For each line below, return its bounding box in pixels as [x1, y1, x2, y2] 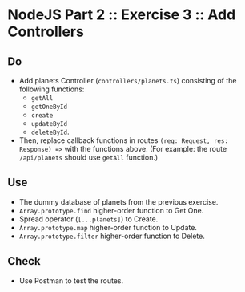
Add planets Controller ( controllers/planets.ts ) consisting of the [18, 76, 237, 85]
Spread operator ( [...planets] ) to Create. [18, 214, 159, 224]
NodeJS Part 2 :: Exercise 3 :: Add [7, 6, 236, 24]
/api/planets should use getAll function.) [18, 152, 159, 162]
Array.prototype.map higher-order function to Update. [18, 222, 198, 232]
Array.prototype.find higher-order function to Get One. [18, 205, 204, 215]
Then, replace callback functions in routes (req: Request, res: [18, 136, 229, 145]
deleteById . [30, 127, 70, 136]
